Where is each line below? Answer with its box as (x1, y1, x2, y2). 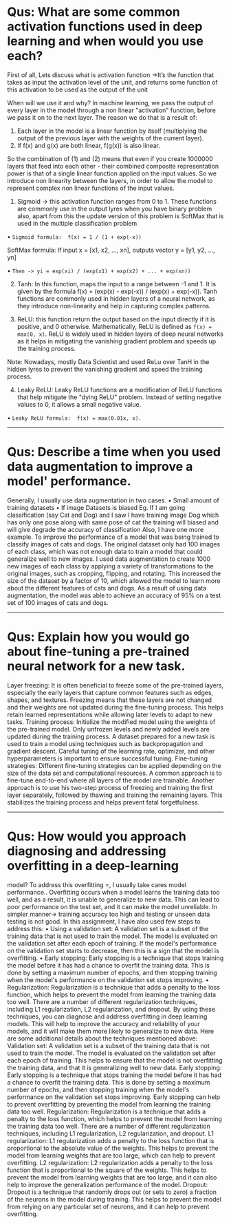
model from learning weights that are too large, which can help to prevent (7, 1151, 215, 1160)
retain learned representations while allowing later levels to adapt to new (7, 710, 212, 718)
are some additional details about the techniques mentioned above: (7, 1034, 198, 1043)
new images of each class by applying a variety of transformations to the (7, 562, 214, 570)
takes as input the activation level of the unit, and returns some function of (7, 78, 218, 86)
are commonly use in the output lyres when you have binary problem (16, 204, 212, 213)
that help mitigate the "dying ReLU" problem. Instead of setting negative (16, 393, 221, 401)
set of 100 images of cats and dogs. (7, 598, 109, 606)
